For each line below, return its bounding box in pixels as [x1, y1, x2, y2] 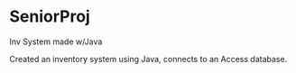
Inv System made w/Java [9, 36, 103, 47]
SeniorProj [9, 6, 90, 27]
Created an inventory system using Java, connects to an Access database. [9, 53, 288, 64]
